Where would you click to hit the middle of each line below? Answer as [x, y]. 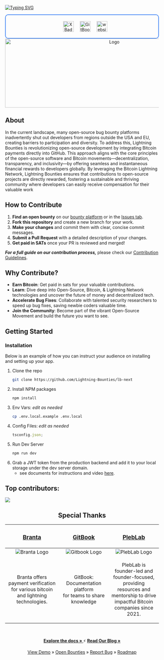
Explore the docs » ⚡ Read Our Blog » [82, 641]
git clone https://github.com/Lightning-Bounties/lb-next [72, 380]
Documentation [84, 584]
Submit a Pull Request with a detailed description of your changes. [80, 237]
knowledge [84, 602]
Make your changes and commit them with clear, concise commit [78, 227]
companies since [134, 608]
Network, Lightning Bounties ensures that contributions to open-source [77, 174]
